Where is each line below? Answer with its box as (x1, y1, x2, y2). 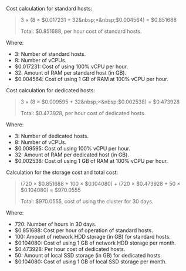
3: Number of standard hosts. (14, 51, 86, 58)
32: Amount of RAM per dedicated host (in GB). (14, 151, 129, 158)
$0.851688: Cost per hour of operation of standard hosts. (14, 227, 154, 234)
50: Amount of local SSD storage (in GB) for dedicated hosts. (14, 252, 163, 259)
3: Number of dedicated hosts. (14, 132, 89, 139)
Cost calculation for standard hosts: (6, 5, 93, 12)
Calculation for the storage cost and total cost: (6, 169, 119, 176)
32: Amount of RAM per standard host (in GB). (14, 69, 127, 76)
